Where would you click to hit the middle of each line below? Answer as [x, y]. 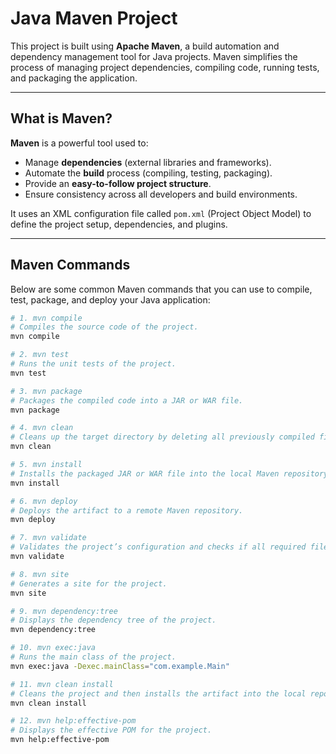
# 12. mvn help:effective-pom [73, 721]
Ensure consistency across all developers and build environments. [161, 194]
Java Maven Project [94, 18]
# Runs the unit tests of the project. [93, 364]
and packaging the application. [74, 78]
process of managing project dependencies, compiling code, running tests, [165, 67]
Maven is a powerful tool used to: [79, 143]
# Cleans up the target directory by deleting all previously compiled [162, 437]
